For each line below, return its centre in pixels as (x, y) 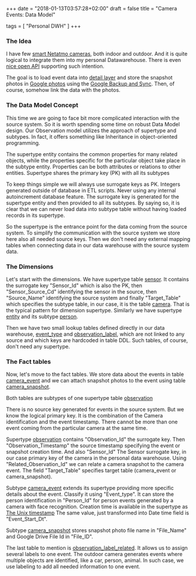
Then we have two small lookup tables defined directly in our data (85, 327)
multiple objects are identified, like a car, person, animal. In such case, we (95, 560)
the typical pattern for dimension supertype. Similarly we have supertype (94, 310)
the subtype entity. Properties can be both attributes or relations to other (94, 167)
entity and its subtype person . (42, 316)
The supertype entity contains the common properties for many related (92, 154)
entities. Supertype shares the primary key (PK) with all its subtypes (88, 173)
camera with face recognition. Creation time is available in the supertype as (97, 507)
